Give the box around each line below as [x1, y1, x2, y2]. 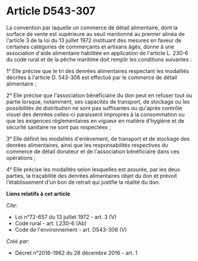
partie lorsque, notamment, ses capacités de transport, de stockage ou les [6, 98, 190, 105]
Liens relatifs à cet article [6, 190, 71, 197]
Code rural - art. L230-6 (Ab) [14, 220, 87, 227]
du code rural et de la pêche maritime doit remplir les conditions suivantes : [6, 56, 193, 63]
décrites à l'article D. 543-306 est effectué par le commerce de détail [6, 74, 178, 81]
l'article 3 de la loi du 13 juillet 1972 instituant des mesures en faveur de [6, 37, 182, 44]
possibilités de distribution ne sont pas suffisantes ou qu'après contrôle [6, 104, 182, 111]
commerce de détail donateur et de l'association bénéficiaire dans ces [6, 148, 179, 155]
